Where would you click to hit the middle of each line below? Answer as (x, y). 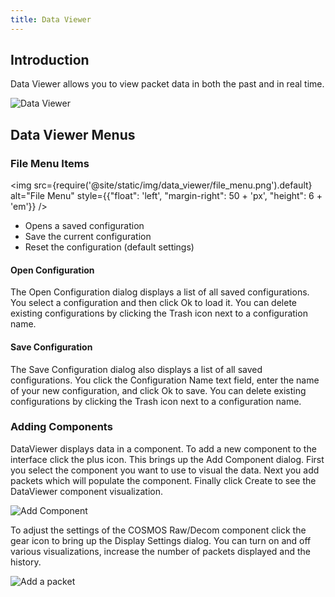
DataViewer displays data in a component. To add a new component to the (163, 448)
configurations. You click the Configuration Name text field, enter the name (165, 380)
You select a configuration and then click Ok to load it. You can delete (154, 303)
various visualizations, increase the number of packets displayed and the (160, 551)
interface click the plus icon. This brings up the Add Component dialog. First (167, 459)
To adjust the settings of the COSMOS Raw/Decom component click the (158, 530)
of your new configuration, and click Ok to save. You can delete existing (158, 390)
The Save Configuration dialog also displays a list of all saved (136, 369)
